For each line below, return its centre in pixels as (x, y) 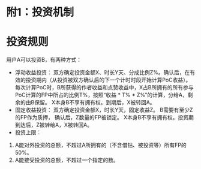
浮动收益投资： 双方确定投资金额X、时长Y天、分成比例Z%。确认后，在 (102, 73)
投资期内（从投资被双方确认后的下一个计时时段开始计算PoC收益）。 (108, 80)
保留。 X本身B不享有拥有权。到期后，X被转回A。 (94, 102)
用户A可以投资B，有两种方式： (44, 60)
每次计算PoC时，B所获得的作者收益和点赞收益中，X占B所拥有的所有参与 (104, 87)
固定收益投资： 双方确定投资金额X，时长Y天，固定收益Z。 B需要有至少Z (104, 110)
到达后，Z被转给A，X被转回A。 (54, 125)
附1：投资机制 (40, 12)
